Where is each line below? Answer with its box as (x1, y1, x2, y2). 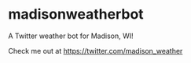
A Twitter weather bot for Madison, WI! (8, 31, 134, 40)
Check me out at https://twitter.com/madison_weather (8, 46, 183, 55)
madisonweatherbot (8, 5, 144, 23)
